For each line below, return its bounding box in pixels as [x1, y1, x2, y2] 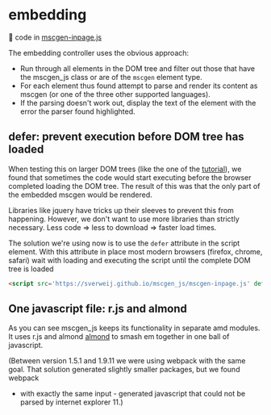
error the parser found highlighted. [19, 107, 135, 116]
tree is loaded [8, 264, 54, 274]
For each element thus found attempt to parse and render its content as [19, 81, 258, 90]
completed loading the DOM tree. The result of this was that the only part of [8, 181, 261, 191]
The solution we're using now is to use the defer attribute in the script [8, 238, 240, 248]
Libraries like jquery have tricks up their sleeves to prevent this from [8, 205, 234, 215]
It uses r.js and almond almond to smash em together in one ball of [8, 332, 230, 342]
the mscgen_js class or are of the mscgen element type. [19, 72, 203, 82]
